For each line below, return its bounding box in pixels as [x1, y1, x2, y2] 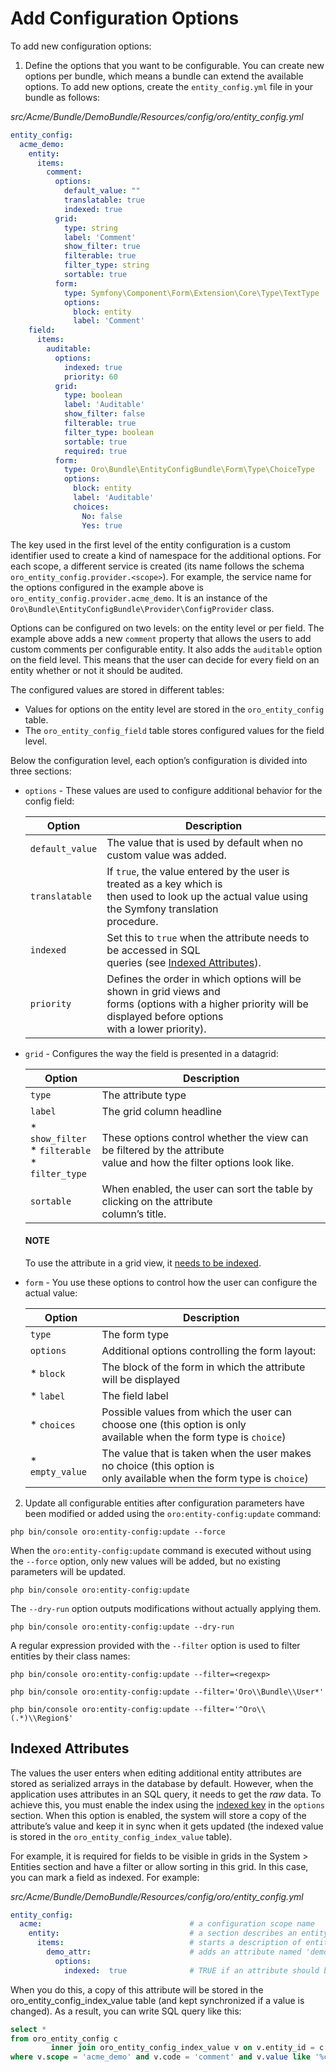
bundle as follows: [24, 91, 101, 103]
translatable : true [63, 195, 145, 206]
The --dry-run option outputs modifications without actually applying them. [10, 1602, 322, 1614]
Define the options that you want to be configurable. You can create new [24, 59, 325, 71]
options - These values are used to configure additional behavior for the [24, 784, 323, 796]
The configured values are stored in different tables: [10, 683, 225, 696]
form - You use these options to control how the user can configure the [24, 1276, 318, 1288]
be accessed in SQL [106, 943, 201, 957]
